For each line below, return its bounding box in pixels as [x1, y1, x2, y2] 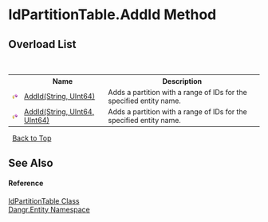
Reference [8, 178, 44, 188]
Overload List [8, 38, 77, 51]
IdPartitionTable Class [8, 196, 80, 206]
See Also [8, 156, 53, 169]
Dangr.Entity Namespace [8, 205, 90, 215]
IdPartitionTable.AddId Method [8, 6, 217, 24]
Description [162, 76, 203, 85]
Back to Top [11, 133, 52, 143]
